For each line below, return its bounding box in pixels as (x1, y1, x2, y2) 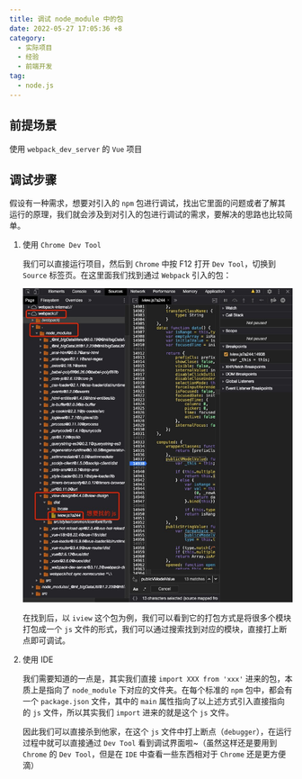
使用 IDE (22, 654, 54, 665)
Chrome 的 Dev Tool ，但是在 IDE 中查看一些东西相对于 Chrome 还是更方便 (22, 748, 287, 759)
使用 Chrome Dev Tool (22, 240, 102, 250)
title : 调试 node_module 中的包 (9, 14, 124, 23)
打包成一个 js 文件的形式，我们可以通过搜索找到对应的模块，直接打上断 (22, 624, 288, 634)
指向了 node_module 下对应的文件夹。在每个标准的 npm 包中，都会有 (46, 684, 293, 695)
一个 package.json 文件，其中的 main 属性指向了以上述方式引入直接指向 (22, 696, 286, 706)
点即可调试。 (22, 635, 70, 646)
